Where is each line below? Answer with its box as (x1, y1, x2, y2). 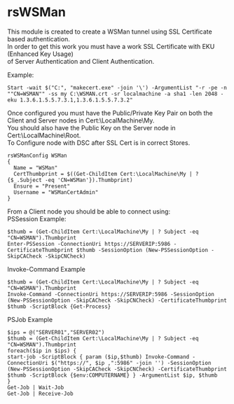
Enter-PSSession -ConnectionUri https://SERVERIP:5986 (7, 240, 171, 247)
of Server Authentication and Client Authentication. (7, 57, 155, 65)
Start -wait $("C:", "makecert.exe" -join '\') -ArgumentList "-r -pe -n (7, 84, 228, 91)
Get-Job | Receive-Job (7, 390, 74, 397)
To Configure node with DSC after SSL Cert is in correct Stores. (7, 138, 191, 147)
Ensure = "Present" (13, 183, 71, 190)
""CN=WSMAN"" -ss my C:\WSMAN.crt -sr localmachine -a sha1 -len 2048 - (7, 90, 224, 97)
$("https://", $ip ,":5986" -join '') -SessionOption (51, 359, 212, 366)
